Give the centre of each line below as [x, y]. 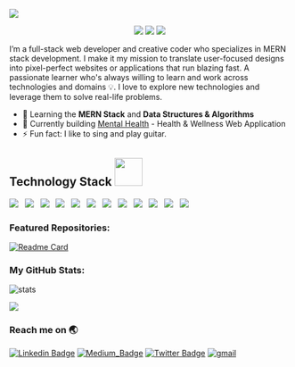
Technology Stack [61, 182]
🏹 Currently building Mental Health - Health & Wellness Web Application [154, 124]
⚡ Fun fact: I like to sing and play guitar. [94, 133]
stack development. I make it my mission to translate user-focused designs [147, 58]
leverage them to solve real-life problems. [86, 97]
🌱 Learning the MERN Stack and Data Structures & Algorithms [138, 114]
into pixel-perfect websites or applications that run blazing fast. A [129, 68]
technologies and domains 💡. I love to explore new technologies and [135, 87]
